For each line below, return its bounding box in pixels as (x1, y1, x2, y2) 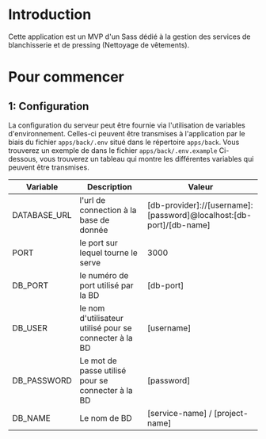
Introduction (8, 6, 92, 24)
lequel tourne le (79, 247, 138, 258)
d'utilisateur (79, 312, 124, 323)
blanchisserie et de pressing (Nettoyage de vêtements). (8, 40, 190, 49)
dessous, (8, 154, 38, 163)
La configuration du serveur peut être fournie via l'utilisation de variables (8, 120, 245, 130)
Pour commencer (8, 68, 124, 86)
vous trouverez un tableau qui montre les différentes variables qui (39, 154, 254, 163)
